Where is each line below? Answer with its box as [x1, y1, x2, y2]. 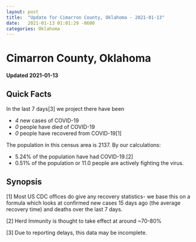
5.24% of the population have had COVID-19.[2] [14, 153, 134, 160]
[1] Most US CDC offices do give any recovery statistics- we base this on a [6, 193, 191, 200]
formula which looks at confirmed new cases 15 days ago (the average [6, 199, 181, 206]
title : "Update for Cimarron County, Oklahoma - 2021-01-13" [6, 14, 165, 20]
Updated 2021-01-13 [6, 72, 59, 79]
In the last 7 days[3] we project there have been [6, 105, 125, 112]
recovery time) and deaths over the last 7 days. [6, 205, 123, 213]
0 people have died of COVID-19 [14, 123, 95, 130]
